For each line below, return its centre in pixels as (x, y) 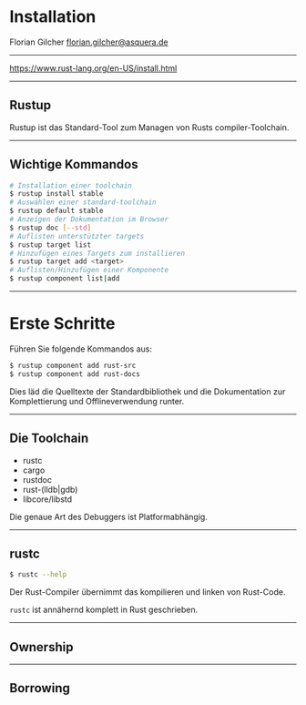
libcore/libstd (47, 499)
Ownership (41, 647)
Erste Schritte (62, 324)
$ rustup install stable (56, 194)
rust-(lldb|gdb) (50, 489)
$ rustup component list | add (65, 279)
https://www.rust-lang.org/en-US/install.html (93, 68)
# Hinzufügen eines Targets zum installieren (97, 253)
